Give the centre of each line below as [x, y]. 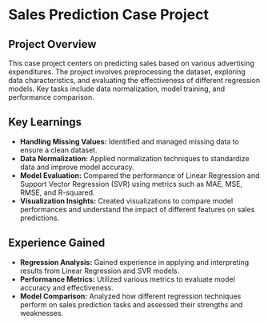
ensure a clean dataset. [58, 150]
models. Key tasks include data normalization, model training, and [117, 89]
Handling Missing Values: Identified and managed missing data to [130, 141]
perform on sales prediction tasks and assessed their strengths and [131, 304]
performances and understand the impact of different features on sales [137, 209]
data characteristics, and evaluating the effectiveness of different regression [134, 80]
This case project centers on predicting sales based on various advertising [131, 63]
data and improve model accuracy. [77, 167]
